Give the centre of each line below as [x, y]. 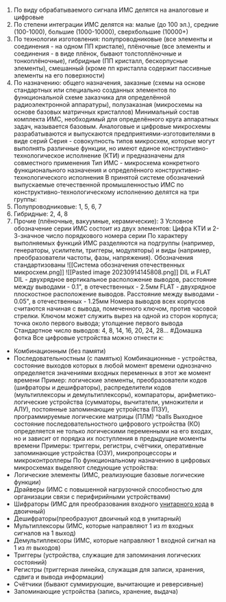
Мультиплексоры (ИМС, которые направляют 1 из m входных [103, 526]
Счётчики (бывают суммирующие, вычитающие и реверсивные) [109, 584]
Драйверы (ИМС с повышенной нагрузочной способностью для [108, 489]
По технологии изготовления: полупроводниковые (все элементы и [113, 39]
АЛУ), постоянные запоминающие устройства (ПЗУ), [91, 409]
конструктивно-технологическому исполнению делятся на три [106, 192]
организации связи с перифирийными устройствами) [92, 497]
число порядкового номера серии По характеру [117, 236]
